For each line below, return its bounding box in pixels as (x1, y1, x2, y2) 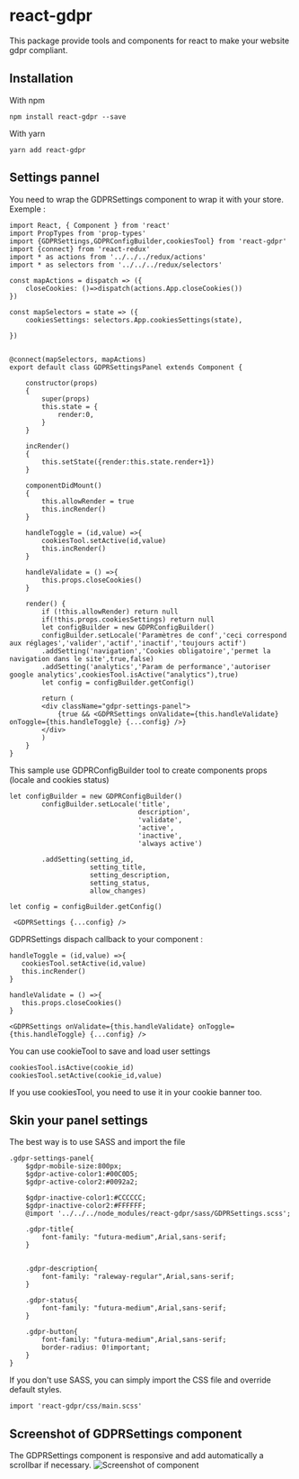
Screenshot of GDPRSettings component (9, 1426, 242, 1441)
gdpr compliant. (9, 44, 68, 55)
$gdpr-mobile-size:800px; (25, 1162, 123, 1171)
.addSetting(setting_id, (41, 855, 135, 864)
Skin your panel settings (9, 1112, 148, 1128)
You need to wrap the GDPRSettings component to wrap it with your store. (9, 194, 285, 204)
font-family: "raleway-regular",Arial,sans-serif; (41, 1272, 235, 1282)
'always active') (137, 839, 203, 848)
